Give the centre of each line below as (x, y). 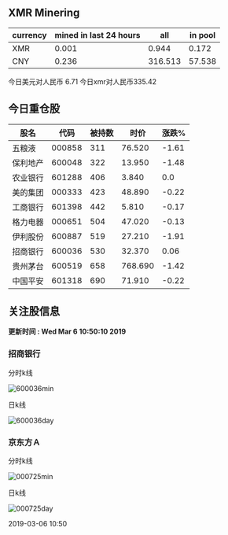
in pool (203, 35)
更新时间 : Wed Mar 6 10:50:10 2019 (67, 332)
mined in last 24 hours (97, 35)
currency (29, 35)
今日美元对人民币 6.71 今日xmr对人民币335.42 (83, 81)
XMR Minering (44, 13)
